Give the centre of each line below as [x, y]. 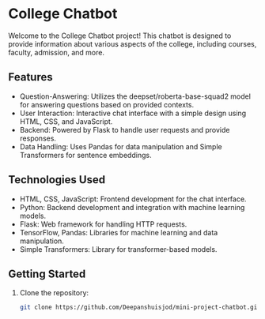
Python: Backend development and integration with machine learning [132, 207]
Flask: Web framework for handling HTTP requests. [103, 224]
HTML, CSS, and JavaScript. [66, 121]
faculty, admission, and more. [57, 52]
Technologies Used [57, 180]
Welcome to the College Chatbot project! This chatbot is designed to [120, 36]
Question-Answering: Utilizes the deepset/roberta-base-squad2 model [135, 96]
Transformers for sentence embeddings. [85, 155]
